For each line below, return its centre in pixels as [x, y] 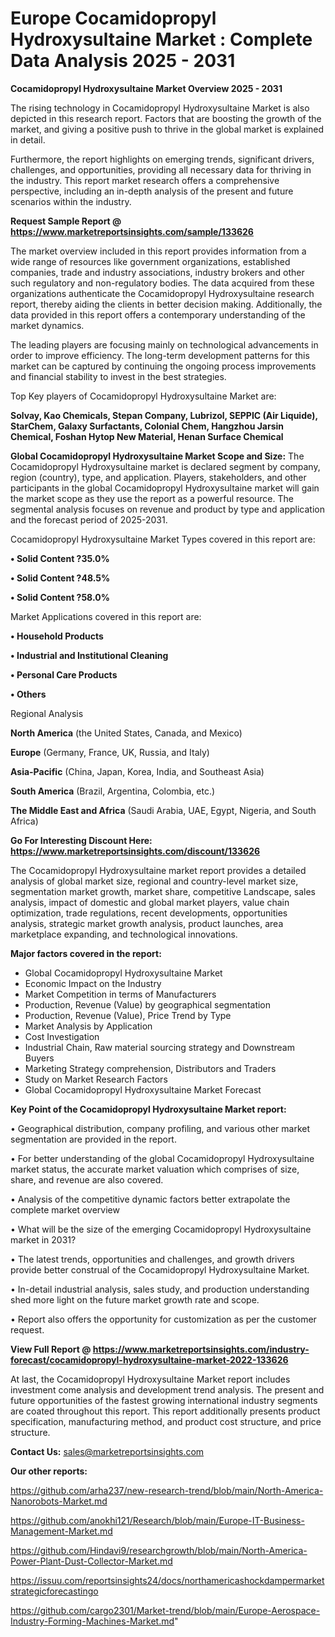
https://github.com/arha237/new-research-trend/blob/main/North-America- [167, 1490]
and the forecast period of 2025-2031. [89, 519]
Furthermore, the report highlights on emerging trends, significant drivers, [162, 159]
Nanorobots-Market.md [59, 1501]
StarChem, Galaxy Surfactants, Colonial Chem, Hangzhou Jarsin [147, 426]
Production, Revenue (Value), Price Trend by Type [128, 1015]
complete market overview [65, 1209]
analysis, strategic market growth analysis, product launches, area [147, 923]
